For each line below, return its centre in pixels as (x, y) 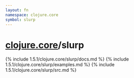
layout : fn (17, 10)
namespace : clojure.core (32, 15)
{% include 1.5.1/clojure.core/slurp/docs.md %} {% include (67, 59)
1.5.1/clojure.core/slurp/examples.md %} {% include (60, 65)
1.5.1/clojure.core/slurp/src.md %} (41, 70)
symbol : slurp (21, 19)
